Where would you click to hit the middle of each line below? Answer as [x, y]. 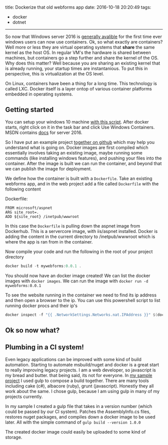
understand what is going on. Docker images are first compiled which [77, 147]
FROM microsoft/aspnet [29, 208]
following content [23, 189]
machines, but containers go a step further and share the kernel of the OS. [82, 58]
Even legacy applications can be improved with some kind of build [73, 359]
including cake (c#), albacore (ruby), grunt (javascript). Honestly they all [79, 386]
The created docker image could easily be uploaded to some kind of [75, 431]
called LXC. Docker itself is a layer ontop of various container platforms [78, 89]
